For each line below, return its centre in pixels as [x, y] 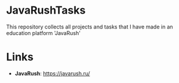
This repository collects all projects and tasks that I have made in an [89, 27]
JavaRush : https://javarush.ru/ [53, 73]
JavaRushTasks [46, 10]
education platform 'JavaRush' [43, 33]
